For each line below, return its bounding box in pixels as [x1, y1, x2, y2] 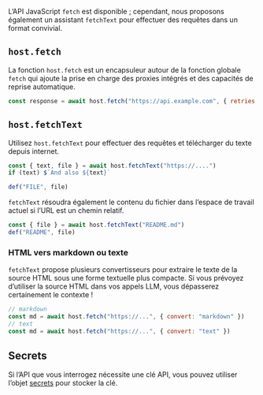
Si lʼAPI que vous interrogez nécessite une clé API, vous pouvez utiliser [8, 370, 238, 379]
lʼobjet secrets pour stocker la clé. [8, 378, 118, 388]
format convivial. [8, 24, 63, 32]
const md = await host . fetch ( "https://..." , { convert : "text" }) [8, 327, 231, 335]
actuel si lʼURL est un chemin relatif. [8, 206, 124, 215]
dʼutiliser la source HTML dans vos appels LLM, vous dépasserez [8, 281, 220, 291]
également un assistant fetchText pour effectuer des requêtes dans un [8, 15, 239, 24]
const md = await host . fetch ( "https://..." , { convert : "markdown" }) [8, 313, 245, 321]
